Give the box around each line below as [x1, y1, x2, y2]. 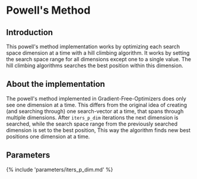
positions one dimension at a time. [6, 133, 90, 140]
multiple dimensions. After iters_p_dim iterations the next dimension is [6, 114, 179, 121]
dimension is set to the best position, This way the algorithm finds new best [6, 126, 191, 134]
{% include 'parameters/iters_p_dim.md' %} [6, 166, 113, 173]
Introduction [6, 27, 53, 37]
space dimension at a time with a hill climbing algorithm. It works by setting [6, 49, 190, 56]
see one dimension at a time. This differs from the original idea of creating [6, 101, 188, 108]
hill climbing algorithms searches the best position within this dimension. [6, 62, 183, 69]
